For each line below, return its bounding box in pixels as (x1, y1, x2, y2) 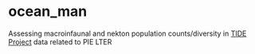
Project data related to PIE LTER (8, 37, 112, 46)
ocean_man (8, 2, 88, 21)
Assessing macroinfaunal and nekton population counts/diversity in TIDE (8, 29, 247, 38)
